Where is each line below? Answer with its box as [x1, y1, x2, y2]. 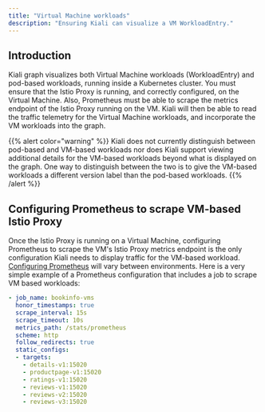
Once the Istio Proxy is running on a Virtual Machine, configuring [8, 236, 221, 246]
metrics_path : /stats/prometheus [15, 323, 127, 332]
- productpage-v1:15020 [22, 368, 102, 376]
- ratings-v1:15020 [22, 375, 88, 384]
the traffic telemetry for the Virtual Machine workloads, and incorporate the [8, 113, 256, 122]
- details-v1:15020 [22, 361, 88, 369]
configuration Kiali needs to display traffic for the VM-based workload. [8, 253, 241, 262]
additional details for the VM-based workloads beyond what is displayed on [8, 154, 257, 163]
